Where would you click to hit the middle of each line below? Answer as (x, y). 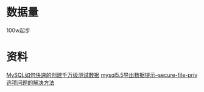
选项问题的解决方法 (30, 82)
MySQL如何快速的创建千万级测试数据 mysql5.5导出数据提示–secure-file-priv (102, 75)
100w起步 (18, 30)
